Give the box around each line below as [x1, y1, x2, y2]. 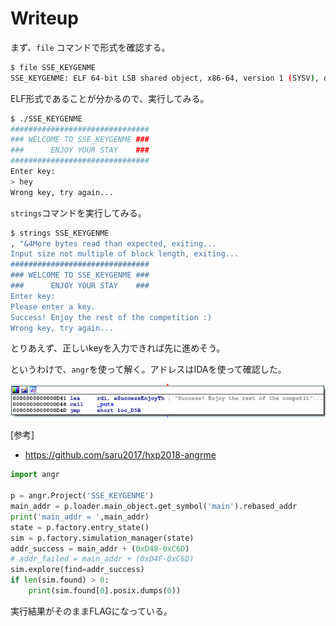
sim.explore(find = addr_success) [10, 565, 145, 575]
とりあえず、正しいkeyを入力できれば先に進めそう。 [10, 342, 226, 354]
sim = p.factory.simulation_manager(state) [10, 533, 195, 543]
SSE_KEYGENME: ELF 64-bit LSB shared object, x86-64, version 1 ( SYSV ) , [10, 73, 320, 83]
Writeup [10, 7, 79, 30]
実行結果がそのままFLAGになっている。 [10, 605, 173, 617]
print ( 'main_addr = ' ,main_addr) [10, 512, 150, 522]
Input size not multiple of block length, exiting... [10, 249, 240, 259]
